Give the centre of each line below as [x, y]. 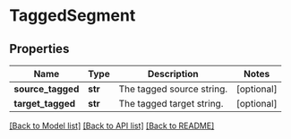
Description [173, 74]
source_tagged [47, 89]
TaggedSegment [73, 16]
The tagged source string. [173, 89]
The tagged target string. [171, 104]
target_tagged [45, 104]
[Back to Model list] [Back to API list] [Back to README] [112, 126]
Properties [39, 49]
